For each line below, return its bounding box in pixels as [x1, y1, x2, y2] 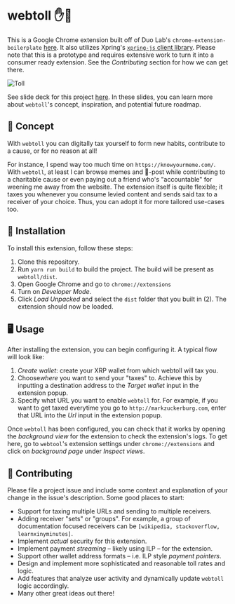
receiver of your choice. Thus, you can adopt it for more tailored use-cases [7, 197, 224, 206]
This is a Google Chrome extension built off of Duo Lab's [7, 35, 171, 44]
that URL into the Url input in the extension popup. [17, 411, 163, 420]
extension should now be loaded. [17, 302, 114, 311]
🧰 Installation [7, 225, 66, 237]
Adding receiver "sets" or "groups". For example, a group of [17, 515, 191, 523]
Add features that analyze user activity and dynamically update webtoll [17, 575, 224, 583]
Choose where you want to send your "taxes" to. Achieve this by [17, 374, 203, 382]
